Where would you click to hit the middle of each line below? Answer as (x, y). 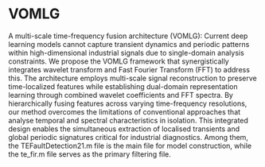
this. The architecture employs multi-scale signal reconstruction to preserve (132, 78)
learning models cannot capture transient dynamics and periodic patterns (129, 44)
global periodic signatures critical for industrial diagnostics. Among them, (129, 137)
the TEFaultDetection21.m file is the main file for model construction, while (130, 146)
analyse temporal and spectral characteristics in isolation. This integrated (129, 120)
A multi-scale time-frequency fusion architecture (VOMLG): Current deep (128, 36)
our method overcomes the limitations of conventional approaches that (125, 111)
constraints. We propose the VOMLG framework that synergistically (119, 61)
